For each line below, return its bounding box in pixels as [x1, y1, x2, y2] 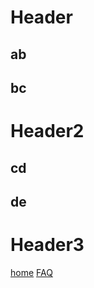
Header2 [10, 120, 85, 143]
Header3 [10, 234, 85, 256]
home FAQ [10, 266, 53, 278]
